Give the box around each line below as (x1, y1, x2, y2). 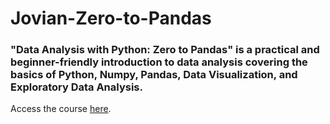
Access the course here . (10, 103, 112, 115)
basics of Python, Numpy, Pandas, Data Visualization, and (10, 68, 298, 82)
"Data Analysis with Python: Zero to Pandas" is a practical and (10, 43, 320, 57)
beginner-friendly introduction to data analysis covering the (10, 55, 308, 69)
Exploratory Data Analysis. (10, 80, 143, 94)
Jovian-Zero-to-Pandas (10, 7, 212, 30)
